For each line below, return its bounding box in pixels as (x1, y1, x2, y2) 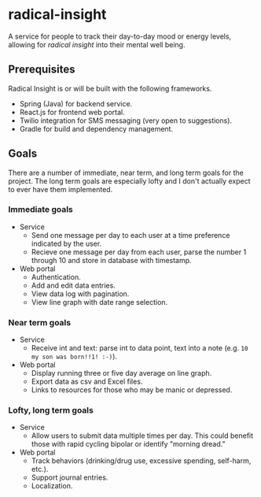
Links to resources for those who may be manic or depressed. (31, 385, 233, 395)
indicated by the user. (31, 239, 102, 248)
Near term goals (8, 317, 72, 328)
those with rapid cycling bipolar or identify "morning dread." (31, 440, 226, 449)
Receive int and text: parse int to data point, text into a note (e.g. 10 (31, 343, 248, 353)
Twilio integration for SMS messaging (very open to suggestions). (19, 116, 233, 125)
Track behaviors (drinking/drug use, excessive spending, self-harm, (31, 456, 252, 465)
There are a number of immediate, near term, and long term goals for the (8, 168, 244, 177)
